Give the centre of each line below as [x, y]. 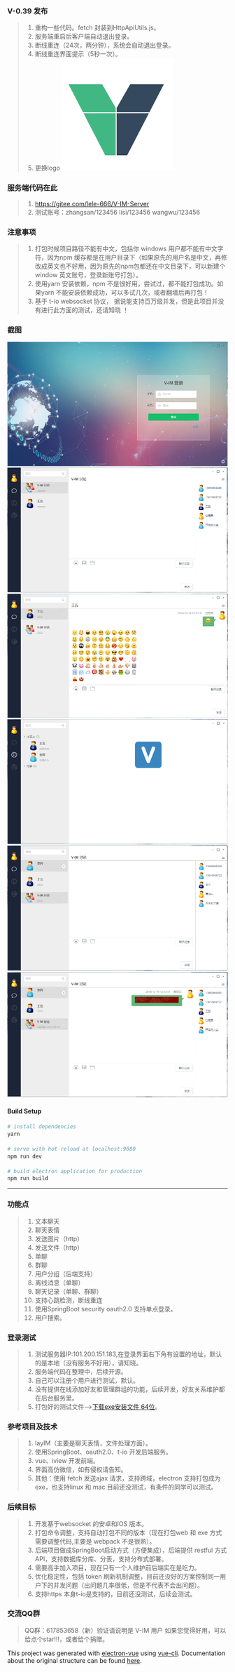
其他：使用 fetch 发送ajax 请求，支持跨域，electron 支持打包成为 [128, 1478]
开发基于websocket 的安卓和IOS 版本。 [91, 1523]
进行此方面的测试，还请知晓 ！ [85, 309]
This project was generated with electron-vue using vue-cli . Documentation [116, 1653]
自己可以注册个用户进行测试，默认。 [87, 1380]
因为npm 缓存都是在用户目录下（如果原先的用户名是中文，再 [134, 257]
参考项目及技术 [33, 1426]
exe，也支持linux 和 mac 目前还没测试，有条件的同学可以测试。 [126, 1487]
